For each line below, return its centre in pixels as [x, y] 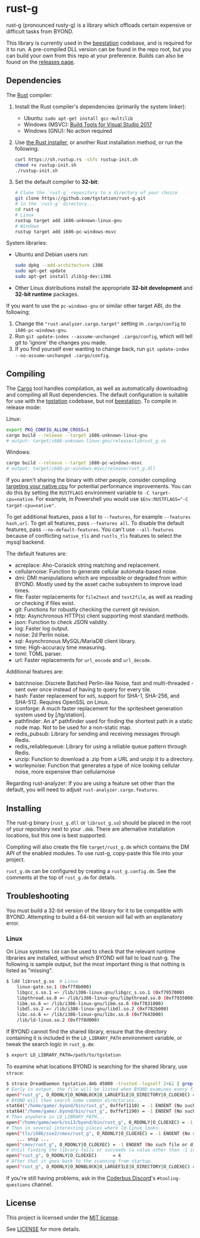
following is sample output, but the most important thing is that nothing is [96, 964]
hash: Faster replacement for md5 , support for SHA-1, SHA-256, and [97, 696]
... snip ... [33, 1139]
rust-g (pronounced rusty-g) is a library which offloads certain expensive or [99, 25]
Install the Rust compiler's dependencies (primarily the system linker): [100, 107]
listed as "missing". [30, 971]
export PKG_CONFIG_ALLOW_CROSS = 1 [48, 430]
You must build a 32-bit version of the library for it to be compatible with [95, 910]
